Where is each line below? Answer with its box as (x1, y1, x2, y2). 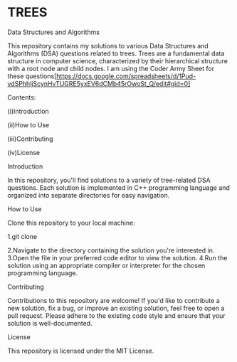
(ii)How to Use (7, 120, 50, 129)
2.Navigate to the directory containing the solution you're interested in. (7, 246, 215, 255)
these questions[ (7, 72, 57, 80)
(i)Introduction (7, 107, 50, 115)
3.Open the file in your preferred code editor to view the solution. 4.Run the (7, 253, 228, 262)
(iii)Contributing (7, 134, 53, 143)
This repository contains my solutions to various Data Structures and (7, 41, 209, 50)
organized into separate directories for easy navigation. (7, 191, 170, 199)
